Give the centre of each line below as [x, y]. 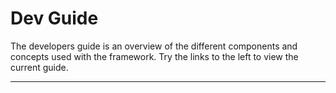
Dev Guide [54, 18]
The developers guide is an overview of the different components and [154, 46]
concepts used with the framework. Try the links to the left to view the [154, 56]
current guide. [39, 67]
